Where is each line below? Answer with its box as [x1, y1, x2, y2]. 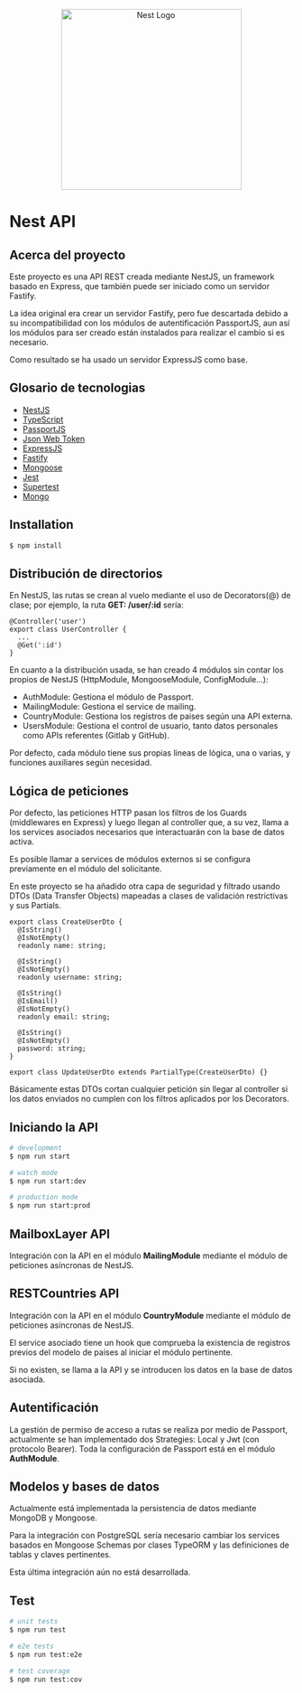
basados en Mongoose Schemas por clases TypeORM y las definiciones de [9, 1539, 290, 1550]
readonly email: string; [17, 1012, 111, 1021]
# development [9, 1143, 63, 1152]
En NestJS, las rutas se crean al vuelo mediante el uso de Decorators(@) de [9, 590, 291, 601]
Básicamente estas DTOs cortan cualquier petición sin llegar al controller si [9, 1084, 288, 1095]
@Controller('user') [9, 617, 87, 626]
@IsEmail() [17, 997, 59, 1006]
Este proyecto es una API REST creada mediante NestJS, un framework [9, 271, 275, 282]
